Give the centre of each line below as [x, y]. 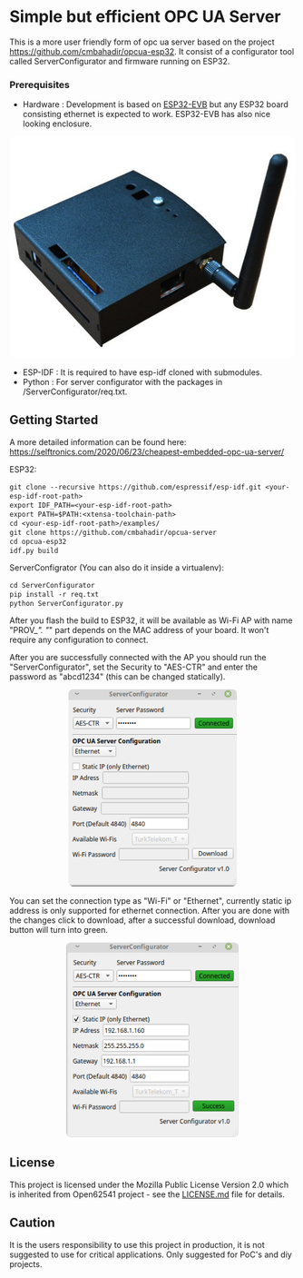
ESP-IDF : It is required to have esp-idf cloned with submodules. [142, 372]
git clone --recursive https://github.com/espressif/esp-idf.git [135, 487]
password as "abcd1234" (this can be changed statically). [117, 676]
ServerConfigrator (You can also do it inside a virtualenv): [117, 567]
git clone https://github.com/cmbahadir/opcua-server [113, 532]
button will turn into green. [59, 929]
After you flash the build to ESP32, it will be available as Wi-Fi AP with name [151, 620]
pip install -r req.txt [54, 594]
